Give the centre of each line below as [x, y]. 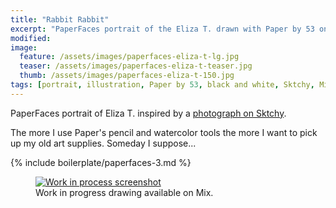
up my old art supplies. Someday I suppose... [103, 143]
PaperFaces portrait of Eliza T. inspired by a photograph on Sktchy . [148, 113]
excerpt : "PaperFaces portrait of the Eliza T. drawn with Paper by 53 [162, 29]
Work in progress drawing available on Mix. [124, 192]
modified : [31, 38]
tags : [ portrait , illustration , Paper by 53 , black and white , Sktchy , [162, 85]
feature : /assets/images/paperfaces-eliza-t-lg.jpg [129, 57]
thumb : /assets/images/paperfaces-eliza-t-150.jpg [127, 76]
